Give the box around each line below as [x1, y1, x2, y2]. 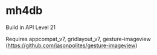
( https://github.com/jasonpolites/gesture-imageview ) [5, 42, 138, 49]
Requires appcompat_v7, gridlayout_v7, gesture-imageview [5, 35, 152, 42]
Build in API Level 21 [5, 24, 56, 31]
